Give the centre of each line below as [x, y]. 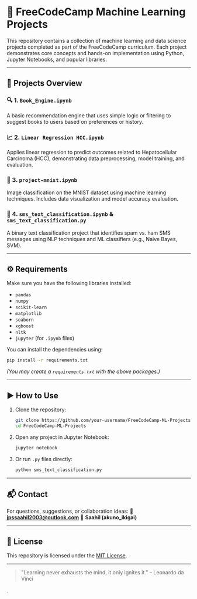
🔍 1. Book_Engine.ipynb [39, 100]
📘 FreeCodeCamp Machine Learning [96, 12]
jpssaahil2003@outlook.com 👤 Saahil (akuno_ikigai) [72, 517]
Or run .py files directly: [44, 459]
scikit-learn [31, 307]
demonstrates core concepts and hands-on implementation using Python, [96, 53]
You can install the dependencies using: [55, 350]
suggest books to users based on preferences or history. [75, 121]
